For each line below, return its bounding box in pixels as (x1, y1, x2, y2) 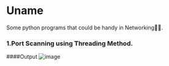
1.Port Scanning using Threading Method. (6, 39, 133, 48)
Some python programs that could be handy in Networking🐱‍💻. (6, 24, 163, 31)
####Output (6, 53, 38, 61)
